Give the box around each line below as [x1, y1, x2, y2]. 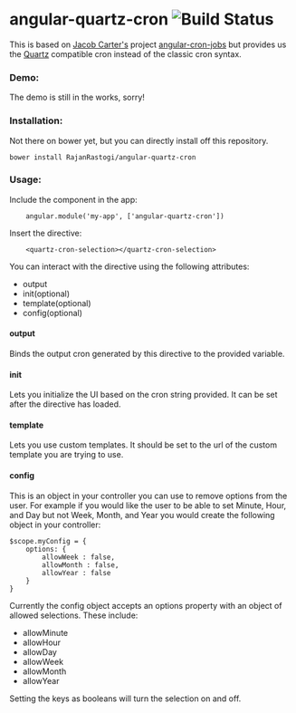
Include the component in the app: [9, 194, 138, 205]
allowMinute [22, 627, 69, 638]
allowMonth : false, [42, 560, 119, 570]
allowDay [22, 646, 57, 657]
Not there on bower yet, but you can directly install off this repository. [9, 135, 269, 146]
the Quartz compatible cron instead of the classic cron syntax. [9, 48, 242, 59]
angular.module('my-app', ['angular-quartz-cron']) [25, 211, 224, 221]
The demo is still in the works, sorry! [9, 92, 145, 103]
